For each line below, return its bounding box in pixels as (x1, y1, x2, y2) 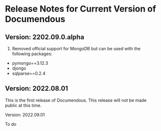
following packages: (12, 51, 52, 57)
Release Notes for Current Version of (5, 3, 156, 15)
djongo (12, 65, 27, 71)
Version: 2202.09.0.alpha (5, 33, 85, 41)
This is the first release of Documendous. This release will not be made (5, 97, 146, 103)
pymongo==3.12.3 (12, 60, 48, 66)
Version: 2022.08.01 (5, 85, 69, 93)
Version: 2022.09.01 (5, 112, 45, 117)
